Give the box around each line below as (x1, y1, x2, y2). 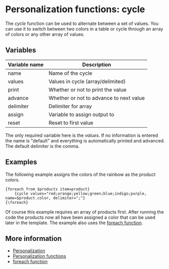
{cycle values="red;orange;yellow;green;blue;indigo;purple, (14, 191, 147, 196)
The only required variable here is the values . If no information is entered (5, 132, 158, 138)
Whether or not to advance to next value (48, 94, 145, 101)
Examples (5, 158, 37, 166)
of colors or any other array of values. (5, 31, 85, 37)
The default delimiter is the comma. (5, 143, 80, 149)
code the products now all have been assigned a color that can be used (5, 214, 156, 220)
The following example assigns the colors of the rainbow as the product (5, 171, 156, 177)
